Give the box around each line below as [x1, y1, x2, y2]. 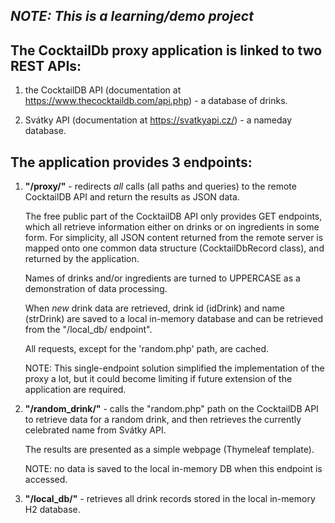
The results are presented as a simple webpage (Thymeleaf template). [24, 444, 315, 456]
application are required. [24, 384, 127, 396]
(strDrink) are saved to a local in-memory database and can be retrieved [24, 313, 324, 325]
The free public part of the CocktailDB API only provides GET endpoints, [24, 210, 323, 223]
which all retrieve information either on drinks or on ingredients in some [24, 221, 320, 233]
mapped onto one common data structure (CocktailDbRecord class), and [24, 242, 325, 254]
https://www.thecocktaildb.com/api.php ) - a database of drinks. [24, 95, 288, 107]
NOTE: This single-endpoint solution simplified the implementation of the [24, 362, 325, 374]
